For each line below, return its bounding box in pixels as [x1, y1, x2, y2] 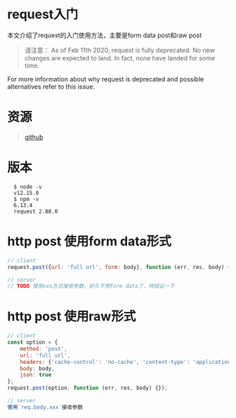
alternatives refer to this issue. [7, 82, 96, 91]
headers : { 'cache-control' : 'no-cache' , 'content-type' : [20, 358, 190, 365]
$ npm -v [13, 195, 39, 202]
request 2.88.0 [13, 208, 58, 215]
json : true [20, 372, 52, 379]
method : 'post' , [20, 345, 68, 352]
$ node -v [13, 183, 42, 190]
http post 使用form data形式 [7, 233, 172, 249]
